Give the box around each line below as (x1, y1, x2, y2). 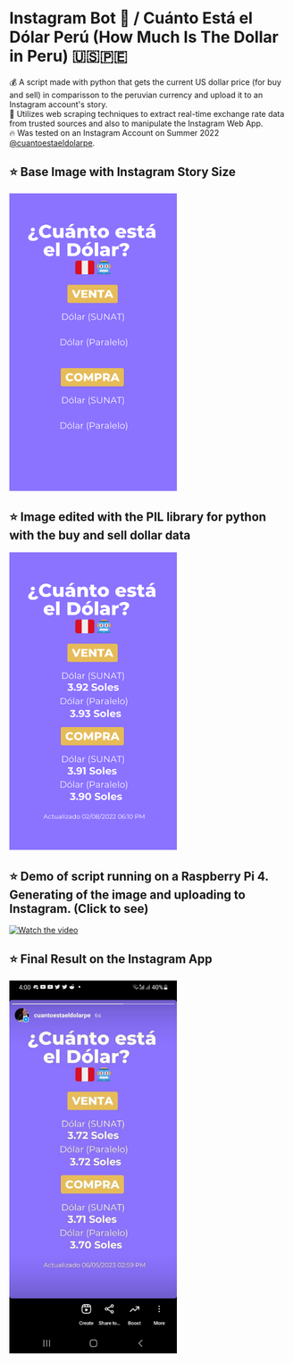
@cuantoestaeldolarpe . (9, 138, 96, 148)
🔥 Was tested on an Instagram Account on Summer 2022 (9, 127, 220, 138)
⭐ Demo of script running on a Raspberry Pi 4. (9, 868, 269, 883)
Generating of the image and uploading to (9, 887, 246, 902)
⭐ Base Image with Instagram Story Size (9, 164, 237, 180)
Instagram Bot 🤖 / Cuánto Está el (9, 8, 253, 29)
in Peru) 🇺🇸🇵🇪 (9, 46, 128, 66)
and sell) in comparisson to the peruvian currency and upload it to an (9, 89, 264, 100)
